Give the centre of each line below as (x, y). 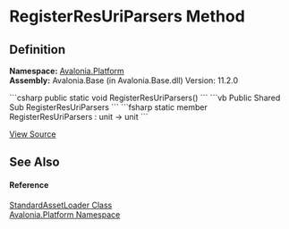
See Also (34, 162)
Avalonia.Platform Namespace (65, 214)
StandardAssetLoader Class (61, 205)
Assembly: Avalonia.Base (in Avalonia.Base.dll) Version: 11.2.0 (124, 81)
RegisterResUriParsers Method (127, 17)
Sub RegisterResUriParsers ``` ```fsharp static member (108, 107)
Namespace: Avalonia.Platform (67, 71)
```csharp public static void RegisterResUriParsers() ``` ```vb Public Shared (145, 98)
